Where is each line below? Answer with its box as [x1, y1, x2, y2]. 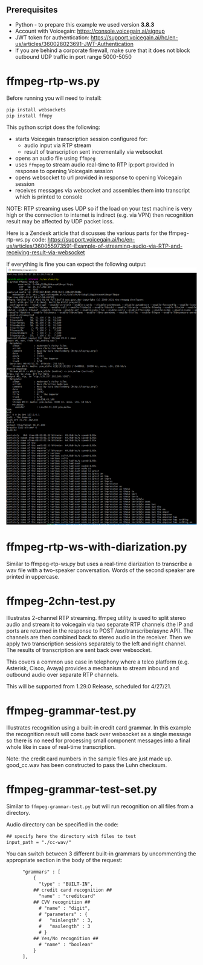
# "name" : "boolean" [38, 941, 94, 947]
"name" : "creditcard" [38, 893, 96, 899]
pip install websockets [6, 107, 66, 113]
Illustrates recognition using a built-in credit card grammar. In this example [6, 723, 192, 731]
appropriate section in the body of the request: [6, 856, 123, 863]
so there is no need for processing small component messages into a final [6, 737, 190, 744]
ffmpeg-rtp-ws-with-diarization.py [6, 540, 187, 554]
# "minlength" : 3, [38, 917, 94, 923]
